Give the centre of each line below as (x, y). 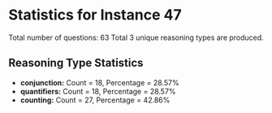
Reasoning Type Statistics (76, 63)
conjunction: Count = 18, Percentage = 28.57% (100, 82)
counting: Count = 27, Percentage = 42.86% (95, 100)
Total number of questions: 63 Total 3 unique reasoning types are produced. (136, 37)
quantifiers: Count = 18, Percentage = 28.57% (98, 91)
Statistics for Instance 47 (95, 15)
